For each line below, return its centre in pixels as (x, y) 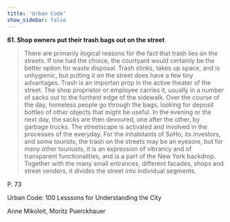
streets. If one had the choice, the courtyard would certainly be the (119, 60)
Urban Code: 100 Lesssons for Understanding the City (84, 197)
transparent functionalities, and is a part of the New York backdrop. (120, 156)
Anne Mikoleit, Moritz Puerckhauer (56, 211)
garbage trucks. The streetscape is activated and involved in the (116, 127)
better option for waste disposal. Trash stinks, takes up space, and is (122, 68)
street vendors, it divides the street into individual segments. (110, 171)
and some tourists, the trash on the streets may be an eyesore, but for (123, 141)
